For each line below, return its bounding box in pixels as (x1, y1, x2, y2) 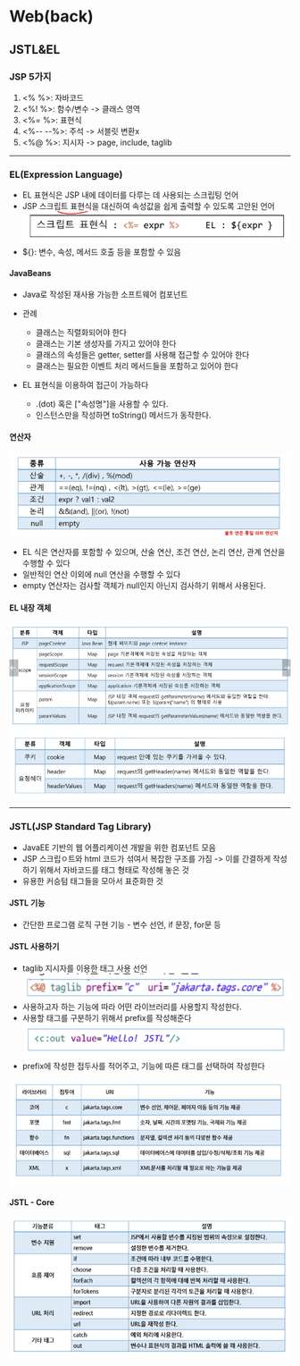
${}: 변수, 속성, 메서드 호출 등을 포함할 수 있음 (21, 247, 181, 257)
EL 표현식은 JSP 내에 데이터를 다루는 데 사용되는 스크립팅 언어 (21, 190, 239, 200)
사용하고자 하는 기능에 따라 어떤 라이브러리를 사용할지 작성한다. (21, 1001, 243, 1012)
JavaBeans (9, 267, 52, 278)
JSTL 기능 (9, 898, 46, 908)
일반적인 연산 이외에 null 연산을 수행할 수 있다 (21, 569, 181, 580)
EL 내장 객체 (9, 602, 52, 613)
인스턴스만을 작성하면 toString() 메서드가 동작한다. (35, 409, 212, 420)
